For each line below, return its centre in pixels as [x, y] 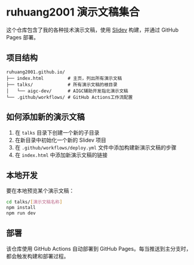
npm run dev [21, 213]
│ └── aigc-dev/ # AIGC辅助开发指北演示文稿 [67, 91]
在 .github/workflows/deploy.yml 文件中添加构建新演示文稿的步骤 [96, 147]
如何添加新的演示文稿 [45, 117]
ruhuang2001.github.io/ [36, 72]
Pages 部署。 [22, 37]
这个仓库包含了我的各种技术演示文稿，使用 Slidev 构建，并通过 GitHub [93, 30]
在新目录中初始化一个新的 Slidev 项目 [60, 140]
